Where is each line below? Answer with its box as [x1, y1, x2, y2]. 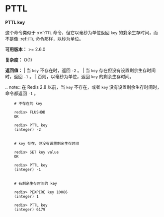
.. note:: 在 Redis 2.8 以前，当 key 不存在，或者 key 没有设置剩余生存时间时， [5, 84, 162, 90]
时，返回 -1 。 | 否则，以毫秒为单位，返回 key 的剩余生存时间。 [5, 73, 134, 79]
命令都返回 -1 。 [5, 90, 39, 96]
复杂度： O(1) [5, 56, 32, 62]
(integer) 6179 [14, 207, 46, 212]
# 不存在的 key [14, 101, 43, 106]
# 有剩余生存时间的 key [14, 181, 57, 186]
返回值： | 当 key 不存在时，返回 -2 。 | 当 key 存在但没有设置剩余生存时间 [5, 67, 156, 73]
